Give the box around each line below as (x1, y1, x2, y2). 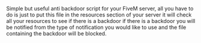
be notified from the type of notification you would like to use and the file (6, 24, 187, 31)
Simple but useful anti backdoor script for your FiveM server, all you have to (6, 5, 194, 12)
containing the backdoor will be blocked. (6, 30, 107, 37)
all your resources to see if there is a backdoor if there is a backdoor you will (6, 18, 196, 24)
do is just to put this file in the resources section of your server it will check (6, 11, 192, 18)
